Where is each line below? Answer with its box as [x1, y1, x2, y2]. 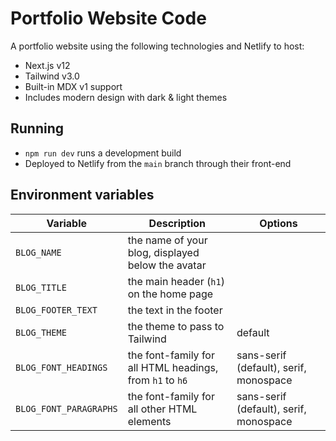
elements [127, 414, 172, 428]
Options [259, 216, 298, 230]
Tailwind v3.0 [24, 70, 80, 82]
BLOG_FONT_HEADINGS [15, 362, 108, 373]
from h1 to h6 [127, 373, 188, 387]
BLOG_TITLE [15, 282, 67, 293]
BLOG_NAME [15, 247, 62, 258]
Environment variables [10, 187, 155, 204]
